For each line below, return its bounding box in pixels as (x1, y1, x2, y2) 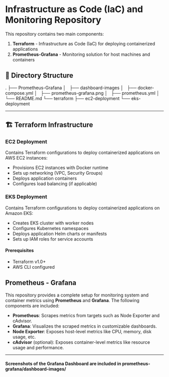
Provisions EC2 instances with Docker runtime (12, 165, 109, 171)
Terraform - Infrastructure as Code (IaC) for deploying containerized (12, 40, 155, 46)
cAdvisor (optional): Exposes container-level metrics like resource (12, 339, 150, 345)
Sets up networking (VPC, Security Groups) (12, 170, 103, 176)
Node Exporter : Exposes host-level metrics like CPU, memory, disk (12, 328, 152, 334)
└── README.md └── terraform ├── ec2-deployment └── (5, 95, 131, 101)
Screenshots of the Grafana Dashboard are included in (5, 361, 122, 367)
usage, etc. (12, 334, 36, 340)
